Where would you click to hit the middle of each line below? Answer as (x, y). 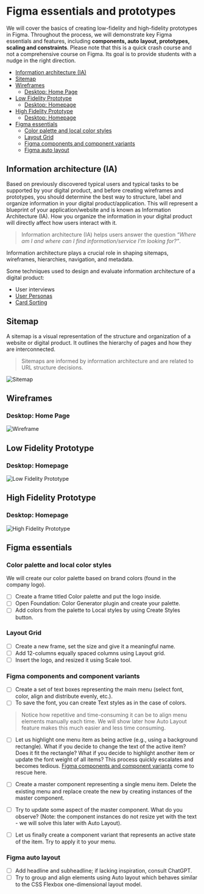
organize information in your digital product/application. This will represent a (102, 203)
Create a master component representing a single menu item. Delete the (106, 784)
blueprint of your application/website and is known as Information (89, 210)
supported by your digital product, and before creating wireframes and (95, 190)
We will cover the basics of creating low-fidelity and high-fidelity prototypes (102, 28)
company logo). (26, 585)
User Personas (34, 296)
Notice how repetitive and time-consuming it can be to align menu (104, 715)
